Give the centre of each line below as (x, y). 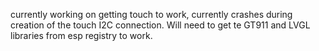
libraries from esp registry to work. (81, 35)
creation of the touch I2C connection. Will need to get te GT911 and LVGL (160, 25)
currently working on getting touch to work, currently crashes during (151, 14)
